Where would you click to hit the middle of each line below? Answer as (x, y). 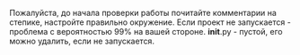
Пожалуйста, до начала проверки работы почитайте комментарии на (143, 13)
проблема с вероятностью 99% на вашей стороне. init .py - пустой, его (146, 31)
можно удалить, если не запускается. (82, 41)
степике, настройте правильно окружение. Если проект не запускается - (150, 22)
